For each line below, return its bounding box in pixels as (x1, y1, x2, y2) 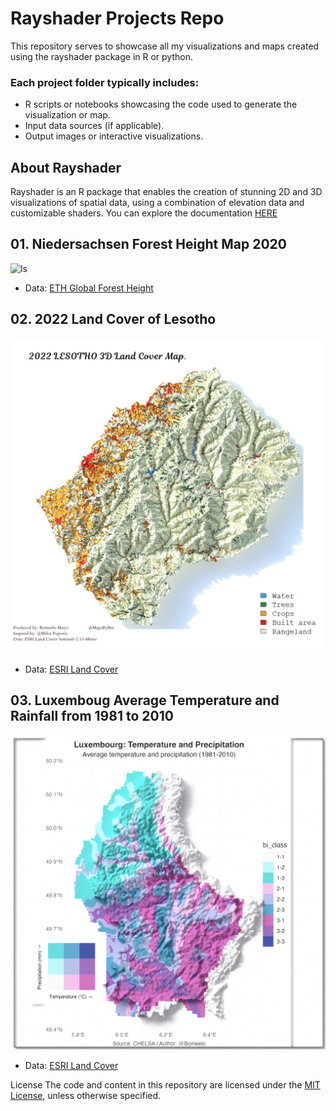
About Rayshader (10, 159, 122, 176)
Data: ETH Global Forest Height (24, 282, 154, 294)
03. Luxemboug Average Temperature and (10, 692, 280, 709)
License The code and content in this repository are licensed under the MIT (10, 1079, 321, 1091)
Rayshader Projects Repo (10, 7, 225, 30)
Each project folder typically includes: (10, 75, 200, 89)
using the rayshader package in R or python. (10, 50, 193, 62)
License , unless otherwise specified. (10, 1090, 162, 1102)
